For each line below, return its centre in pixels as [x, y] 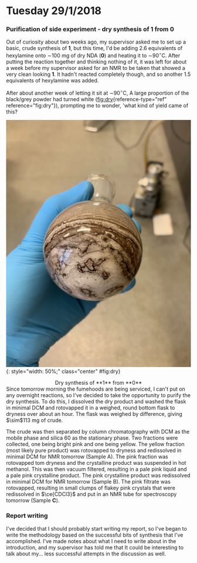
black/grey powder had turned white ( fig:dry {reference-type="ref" [86, 99]
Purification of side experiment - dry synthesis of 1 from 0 [90, 29]
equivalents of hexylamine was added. [52, 81]
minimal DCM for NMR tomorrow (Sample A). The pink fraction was [87, 457]
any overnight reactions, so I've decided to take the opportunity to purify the [98, 395]
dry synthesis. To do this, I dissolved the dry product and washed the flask [96, 402]
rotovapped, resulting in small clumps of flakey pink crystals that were [91, 488]
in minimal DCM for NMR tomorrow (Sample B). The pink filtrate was [89, 482]
